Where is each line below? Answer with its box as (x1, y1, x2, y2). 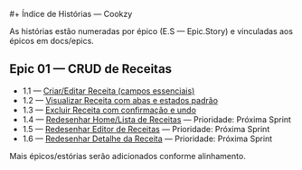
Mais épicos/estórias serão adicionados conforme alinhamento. (9, 150, 246, 161)
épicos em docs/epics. (9, 36, 95, 46)
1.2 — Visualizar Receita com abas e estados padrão (22, 94, 219, 105)
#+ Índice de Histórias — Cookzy (9, 9, 133, 19)
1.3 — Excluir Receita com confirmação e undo (22, 104, 197, 115)
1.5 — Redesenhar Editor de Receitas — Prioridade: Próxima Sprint (22, 123, 270, 134)
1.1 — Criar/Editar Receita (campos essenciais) (22, 85, 195, 96)
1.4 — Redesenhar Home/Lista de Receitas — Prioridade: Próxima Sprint (22, 113, 292, 125)
